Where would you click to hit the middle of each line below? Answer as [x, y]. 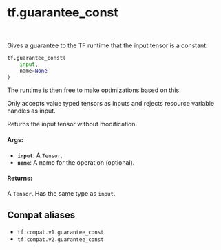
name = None [34, 71]
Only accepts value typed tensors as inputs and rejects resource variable [111, 104]
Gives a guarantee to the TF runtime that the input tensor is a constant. [107, 45]
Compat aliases [41, 215]
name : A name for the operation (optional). [76, 162]
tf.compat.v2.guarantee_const [61, 239]
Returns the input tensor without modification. [72, 124]
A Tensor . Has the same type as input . [61, 193]
